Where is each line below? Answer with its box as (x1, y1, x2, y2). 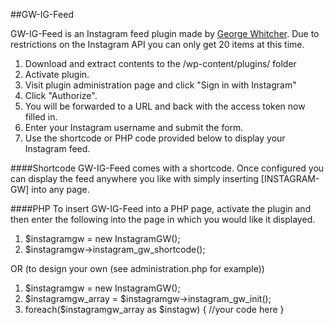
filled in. (24, 111, 58, 123)
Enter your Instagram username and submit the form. (24, 122, 244, 133)
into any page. (31, 184, 90, 195)
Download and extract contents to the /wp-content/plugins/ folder (24, 58, 297, 69)
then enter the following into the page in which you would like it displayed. (10, 214, 316, 225)
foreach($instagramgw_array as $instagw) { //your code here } (24, 304, 285, 315)
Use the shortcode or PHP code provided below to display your (24, 132, 286, 144)
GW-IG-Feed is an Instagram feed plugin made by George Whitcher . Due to (10, 28, 320, 39)
